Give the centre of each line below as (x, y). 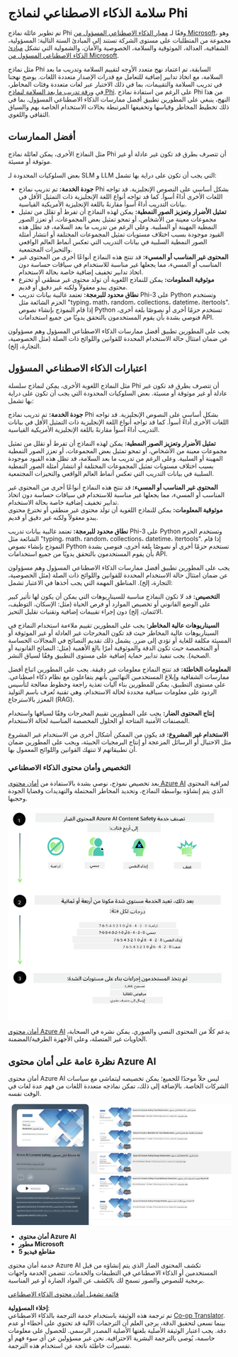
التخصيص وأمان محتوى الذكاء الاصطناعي (69, 768)
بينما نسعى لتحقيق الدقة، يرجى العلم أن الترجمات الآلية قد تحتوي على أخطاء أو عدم (117, 1323)
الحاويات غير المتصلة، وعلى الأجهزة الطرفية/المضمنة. (78, 1039)
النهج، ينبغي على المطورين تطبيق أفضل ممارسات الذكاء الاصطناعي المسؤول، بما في (119, 99)
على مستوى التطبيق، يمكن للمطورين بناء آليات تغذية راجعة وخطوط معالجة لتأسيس (117, 684)
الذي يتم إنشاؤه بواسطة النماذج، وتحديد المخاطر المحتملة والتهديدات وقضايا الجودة (116, 790)
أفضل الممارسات (42, 137)
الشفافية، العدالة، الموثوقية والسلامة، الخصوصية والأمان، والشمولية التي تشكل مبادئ (118, 48)
